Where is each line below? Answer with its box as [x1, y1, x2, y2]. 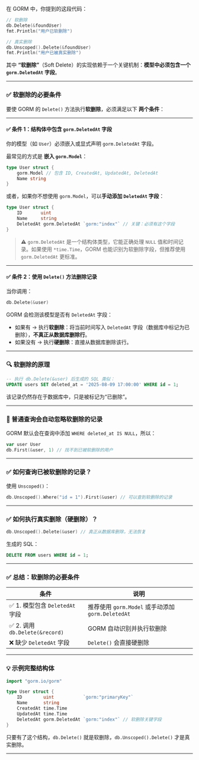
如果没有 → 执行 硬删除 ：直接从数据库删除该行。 [14, 338, 132, 346]
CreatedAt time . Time [17, 705, 68, 712]
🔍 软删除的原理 [6, 360, 50, 369]
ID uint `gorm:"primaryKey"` [17, 695, 134, 701]
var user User [6, 442, 41, 448]
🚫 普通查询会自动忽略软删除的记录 [6, 415, 102, 423]
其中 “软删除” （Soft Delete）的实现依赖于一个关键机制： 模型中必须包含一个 [6, 61, 191, 68]
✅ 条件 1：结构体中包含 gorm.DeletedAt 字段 [6, 125, 113, 133]
